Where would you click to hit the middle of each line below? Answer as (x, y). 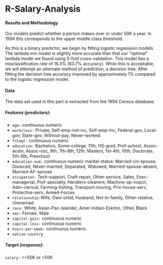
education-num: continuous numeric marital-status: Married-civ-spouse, (84, 161)
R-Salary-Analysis (43, 9)
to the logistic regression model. (37, 80)
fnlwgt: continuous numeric (40, 141)
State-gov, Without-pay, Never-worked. (61, 135)
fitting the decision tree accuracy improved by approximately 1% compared (80, 74)
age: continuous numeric (37, 125)
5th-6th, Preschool (31, 156)
